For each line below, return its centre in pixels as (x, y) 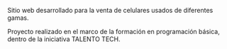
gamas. (18, 18)
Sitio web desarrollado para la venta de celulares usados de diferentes (110, 10)
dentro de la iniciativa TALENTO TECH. (64, 39)
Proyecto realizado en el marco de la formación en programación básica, (113, 32)
